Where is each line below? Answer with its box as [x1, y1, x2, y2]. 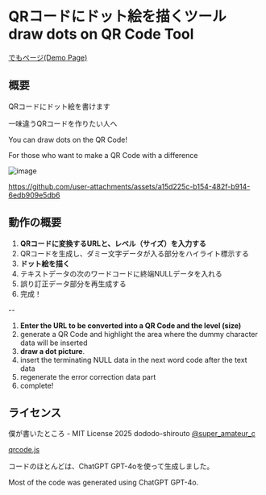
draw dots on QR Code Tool [8, 25, 194, 44]
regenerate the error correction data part [19, 372, 156, 381]
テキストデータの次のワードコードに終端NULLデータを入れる [19, 268, 223, 278]
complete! [19, 381, 54, 390]
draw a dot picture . [19, 346, 85, 356]
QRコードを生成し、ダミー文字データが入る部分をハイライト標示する [19, 248, 250, 258]
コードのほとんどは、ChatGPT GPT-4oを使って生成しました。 [8, 461, 214, 472]
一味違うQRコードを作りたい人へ [8, 119, 118, 128]
